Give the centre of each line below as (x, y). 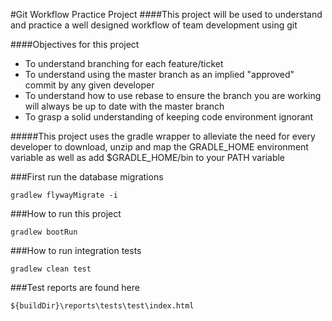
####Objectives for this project (75, 44)
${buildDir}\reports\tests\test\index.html (102, 306)
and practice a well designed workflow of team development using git (154, 25)
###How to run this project (66, 213)
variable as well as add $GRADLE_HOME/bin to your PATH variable (148, 157)
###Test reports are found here (75, 287)
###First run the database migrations (87, 177)
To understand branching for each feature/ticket (124, 63)
